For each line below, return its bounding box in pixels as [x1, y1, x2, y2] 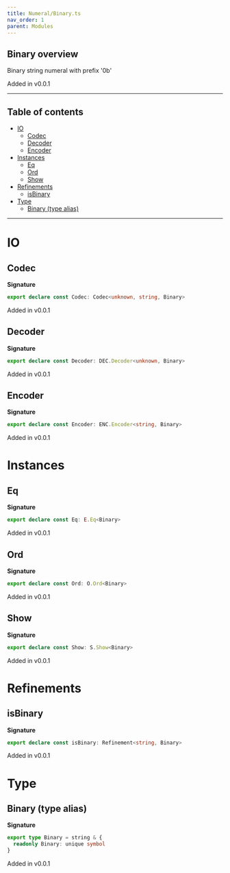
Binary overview [7, 48, 79, 60]
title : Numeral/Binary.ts [7, 10, 81, 17]
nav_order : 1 [7, 16, 44, 23]
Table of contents [7, 106, 84, 117]
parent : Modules [7, 23, 53, 30]
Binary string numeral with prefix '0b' [7, 67, 112, 75]
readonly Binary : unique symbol [13, 841, 106, 848]
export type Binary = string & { [7, 835, 103, 841]
